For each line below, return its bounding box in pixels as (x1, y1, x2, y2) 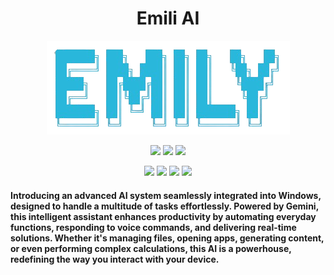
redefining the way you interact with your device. (10, 253, 220, 265)
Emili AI (136, 7, 200, 30)
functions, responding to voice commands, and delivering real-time (10, 221, 297, 233)
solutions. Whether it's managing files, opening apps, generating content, (10, 232, 325, 244)
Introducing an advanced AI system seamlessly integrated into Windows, (10, 189, 322, 201)
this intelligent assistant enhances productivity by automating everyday (10, 210, 317, 222)
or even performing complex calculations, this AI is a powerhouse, (10, 242, 292, 254)
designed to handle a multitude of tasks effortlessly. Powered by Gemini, (10, 200, 319, 212)
